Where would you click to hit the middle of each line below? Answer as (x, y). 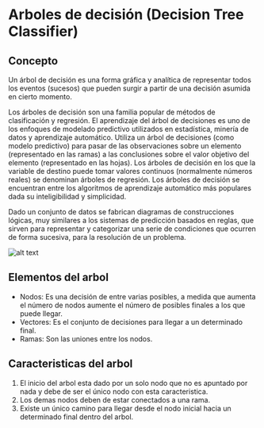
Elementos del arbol (59, 278)
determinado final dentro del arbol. (77, 416)
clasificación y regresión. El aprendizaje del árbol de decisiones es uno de (130, 120)
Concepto (33, 61)
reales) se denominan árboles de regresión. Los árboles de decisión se (124, 179)
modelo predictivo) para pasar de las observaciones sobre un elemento (125, 146)
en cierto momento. (40, 96)
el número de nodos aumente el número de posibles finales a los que (132, 305)
